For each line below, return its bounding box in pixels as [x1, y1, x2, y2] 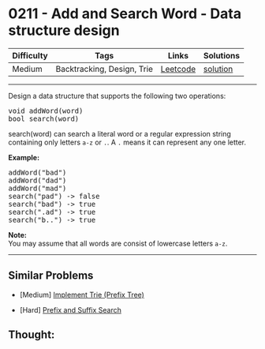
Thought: [8, 328, 55, 342]
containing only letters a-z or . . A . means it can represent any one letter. [8, 137, 247, 147]
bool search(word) [8, 114, 80, 123]
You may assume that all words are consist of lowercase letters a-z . [8, 238, 228, 248]
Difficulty [12, 50, 49, 61]
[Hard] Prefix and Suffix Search [19, 305, 122, 314]
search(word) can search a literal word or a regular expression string [8, 129, 231, 138]
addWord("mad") [8, 183, 67, 193]
